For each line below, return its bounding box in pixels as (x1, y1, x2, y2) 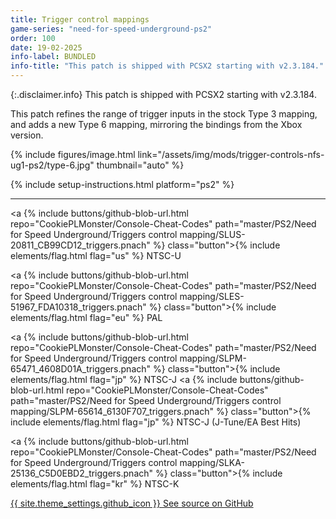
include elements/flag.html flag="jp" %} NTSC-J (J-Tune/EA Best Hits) (10, 416, 302, 428)
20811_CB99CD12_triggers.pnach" (10, 239, 151, 251)
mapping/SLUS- (179, 229, 246, 240)
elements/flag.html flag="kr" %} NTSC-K (10, 478, 180, 490)
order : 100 (10, 33, 56, 43)
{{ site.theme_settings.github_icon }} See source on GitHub (10, 497, 254, 509)
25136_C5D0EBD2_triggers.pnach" (10, 467, 154, 479)
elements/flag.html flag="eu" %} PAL (10, 312, 163, 323)
